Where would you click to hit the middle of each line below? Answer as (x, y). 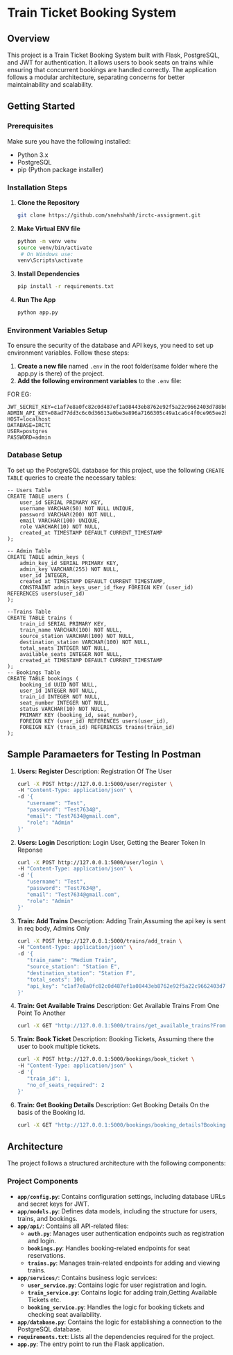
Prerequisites (30, 126)
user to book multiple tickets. (59, 1047)
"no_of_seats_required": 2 (66, 1085)
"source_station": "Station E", (74, 967)
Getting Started (41, 107)
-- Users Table (29, 490)
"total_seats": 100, (57, 979)
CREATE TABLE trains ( (40, 618)
